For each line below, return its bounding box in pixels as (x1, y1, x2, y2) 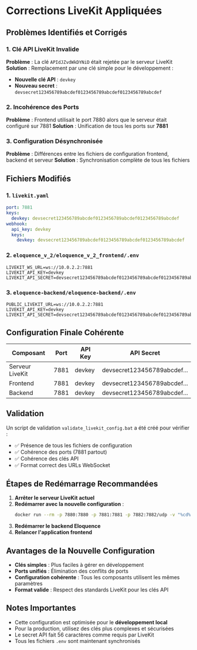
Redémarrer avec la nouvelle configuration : (14, 501, 124, 508)
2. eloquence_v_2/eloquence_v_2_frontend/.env (6, 251, 140, 259)
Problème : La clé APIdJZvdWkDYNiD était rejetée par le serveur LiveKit (6, 58, 173, 65)
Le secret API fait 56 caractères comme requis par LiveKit (14, 631, 154, 638)
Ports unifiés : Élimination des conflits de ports (14, 567, 129, 574)
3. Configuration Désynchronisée (6, 137, 103, 145)
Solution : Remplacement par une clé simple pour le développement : (6, 64, 174, 72)
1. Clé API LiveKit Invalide (6, 45, 80, 53)
